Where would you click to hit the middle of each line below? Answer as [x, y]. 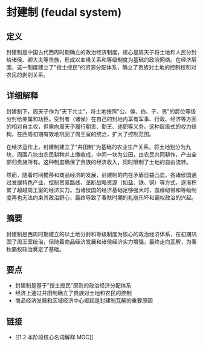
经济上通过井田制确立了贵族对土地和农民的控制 [73, 293]
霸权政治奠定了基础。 [38, 249]
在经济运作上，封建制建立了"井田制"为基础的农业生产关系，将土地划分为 [96, 147]
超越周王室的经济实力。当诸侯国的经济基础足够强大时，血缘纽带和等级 [104, 190]
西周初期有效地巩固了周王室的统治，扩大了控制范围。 [88, 134]
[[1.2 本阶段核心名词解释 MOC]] [54, 337]
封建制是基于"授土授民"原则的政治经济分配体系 [73, 286]
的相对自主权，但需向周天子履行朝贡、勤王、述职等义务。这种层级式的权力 [99, 126]
